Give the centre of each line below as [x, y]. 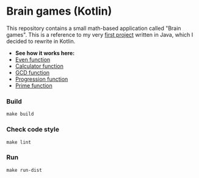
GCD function [32, 72]
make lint [19, 142]
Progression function [42, 79]
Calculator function [39, 66]
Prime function [34, 85]
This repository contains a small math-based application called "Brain [94, 28]
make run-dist [24, 170]
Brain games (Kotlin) [59, 11]
